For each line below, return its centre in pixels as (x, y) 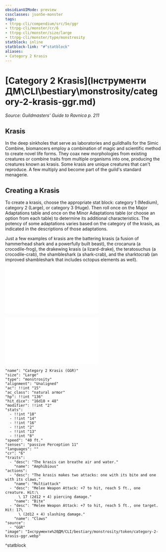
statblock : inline (24, 42)
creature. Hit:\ (22, 492)
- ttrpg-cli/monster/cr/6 (32, 28)
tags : (11, 19)
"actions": (16, 470)
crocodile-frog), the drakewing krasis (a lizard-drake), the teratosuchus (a (81, 249)
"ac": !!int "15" (23, 388)
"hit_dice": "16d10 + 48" (32, 401)
